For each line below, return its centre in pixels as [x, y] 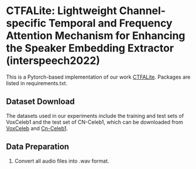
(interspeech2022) [53, 61]
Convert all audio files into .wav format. [62, 161]
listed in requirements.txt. [37, 83]
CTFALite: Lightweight [61, 11]
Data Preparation [37, 147]
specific [26, 23]
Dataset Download [40, 102]
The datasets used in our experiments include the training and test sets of [95, 116]
